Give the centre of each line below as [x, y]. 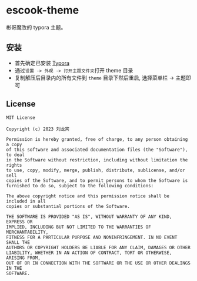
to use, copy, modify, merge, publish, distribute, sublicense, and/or [96, 170]
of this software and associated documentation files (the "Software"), [97, 150]
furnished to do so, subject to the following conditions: [80, 186]
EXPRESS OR [19, 222]
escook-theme [43, 10]
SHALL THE [18, 242]
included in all [26, 201]
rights [14, 165]
